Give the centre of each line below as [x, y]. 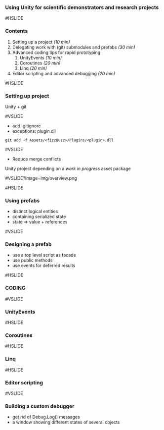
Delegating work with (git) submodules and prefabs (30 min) [74, 47]
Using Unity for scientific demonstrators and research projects [82, 7]
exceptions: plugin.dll [34, 131]
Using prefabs [22, 201]
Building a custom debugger [40, 406]
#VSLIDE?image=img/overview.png [41, 178]
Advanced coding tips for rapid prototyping [56, 52]
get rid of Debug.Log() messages [46, 417]
